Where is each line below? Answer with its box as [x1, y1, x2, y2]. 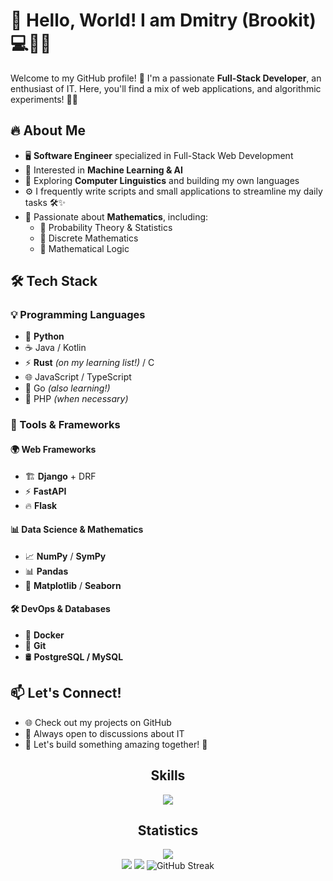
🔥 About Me [10, 122, 86, 139]
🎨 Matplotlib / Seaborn [24, 579, 122, 591]
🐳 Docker [24, 629, 65, 641]
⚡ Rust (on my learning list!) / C [24, 357, 155, 369]
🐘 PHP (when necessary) [24, 393, 129, 405]
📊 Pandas [24, 565, 69, 577]
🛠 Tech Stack [10, 273, 98, 290]
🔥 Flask [24, 499, 58, 511]
